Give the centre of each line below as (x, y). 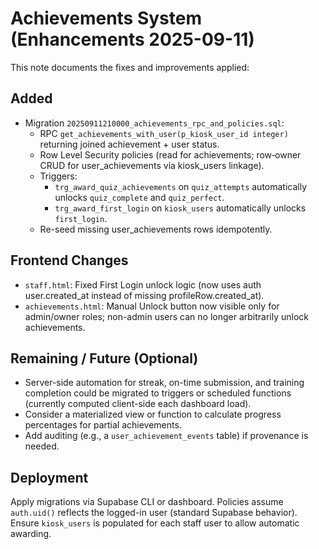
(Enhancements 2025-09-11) (132, 39)
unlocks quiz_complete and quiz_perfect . (139, 197)
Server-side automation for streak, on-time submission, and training (164, 383)
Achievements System (106, 18)
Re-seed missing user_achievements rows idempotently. (156, 229)
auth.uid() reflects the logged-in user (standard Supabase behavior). (154, 513)
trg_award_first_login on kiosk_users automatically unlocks (180, 208)
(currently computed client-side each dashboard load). (138, 404)
